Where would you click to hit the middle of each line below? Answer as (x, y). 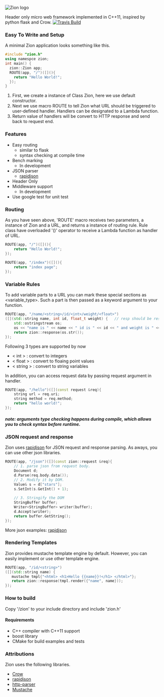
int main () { (18, 63)
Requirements (20, 620)
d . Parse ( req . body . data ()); (41, 475)
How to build (20, 598)
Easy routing (25, 145)
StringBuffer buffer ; (36, 503)
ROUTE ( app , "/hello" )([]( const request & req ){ (53, 390)
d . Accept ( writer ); (32, 511)
